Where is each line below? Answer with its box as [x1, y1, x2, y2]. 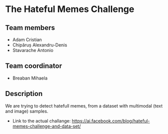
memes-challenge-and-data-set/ [12, 123, 81, 129]
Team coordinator [5, 61, 62, 70]
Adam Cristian [12, 36, 42, 42]
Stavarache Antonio [12, 47, 54, 53]
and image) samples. [5, 108, 49, 114]
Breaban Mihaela [12, 75, 48, 81]
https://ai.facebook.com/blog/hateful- [72, 117, 150, 123]
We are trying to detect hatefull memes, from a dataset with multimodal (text [5, 102, 163, 108]
